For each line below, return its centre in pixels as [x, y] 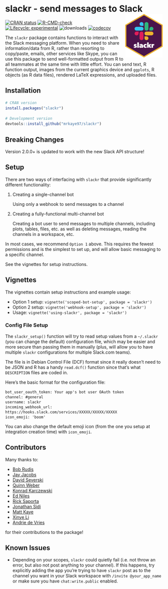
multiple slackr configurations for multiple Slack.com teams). [68, 352]
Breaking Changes [34, 139]
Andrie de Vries [28, 522]
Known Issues [28, 548]
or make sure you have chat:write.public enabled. [65, 581]
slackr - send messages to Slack [74, 9]
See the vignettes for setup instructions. [46, 264]
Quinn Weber [26, 485]
